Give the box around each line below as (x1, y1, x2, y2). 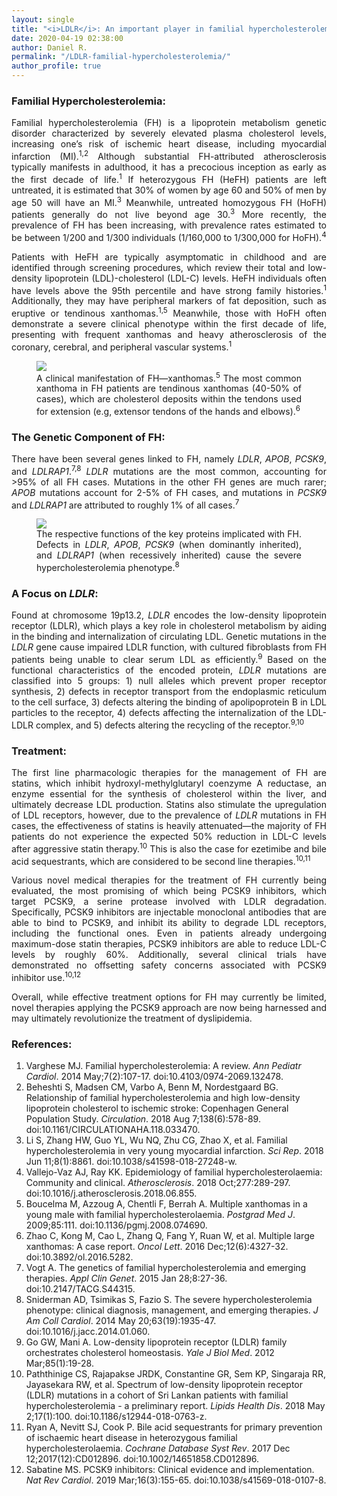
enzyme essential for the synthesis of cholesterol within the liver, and (11, 788, 327, 800)
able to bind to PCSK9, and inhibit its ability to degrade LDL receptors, (11, 917, 327, 929)
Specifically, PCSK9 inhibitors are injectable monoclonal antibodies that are (11, 906, 327, 918)
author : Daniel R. (11, 42, 88, 53)
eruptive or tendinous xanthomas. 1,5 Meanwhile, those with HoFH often (11, 306, 327, 319)
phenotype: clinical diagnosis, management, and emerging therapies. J (25, 1304, 319, 1316)
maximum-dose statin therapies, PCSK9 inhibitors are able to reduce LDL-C (11, 938, 327, 950)
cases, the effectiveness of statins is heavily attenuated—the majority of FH (11, 820, 327, 832)
